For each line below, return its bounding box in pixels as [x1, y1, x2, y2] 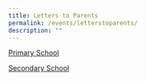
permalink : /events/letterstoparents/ [8, 19, 138, 27]
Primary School [8, 48, 59, 58]
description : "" [8, 26, 63, 34]
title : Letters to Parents [8, 11, 99, 20]
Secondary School [8, 64, 70, 73]
